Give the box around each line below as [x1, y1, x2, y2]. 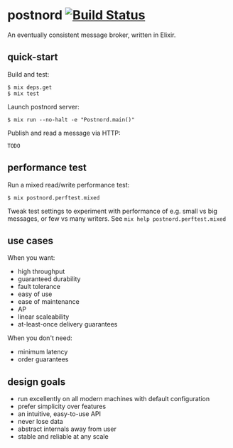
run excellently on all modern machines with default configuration [17, 395, 210, 403]
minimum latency [17, 348, 68, 356]
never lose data [17, 417, 64, 426]
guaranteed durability [17, 275, 81, 283]
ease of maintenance [17, 297, 80, 306]
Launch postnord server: [7, 102, 80, 111]
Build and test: [7, 70, 50, 78]
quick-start [7, 51, 58, 63]
